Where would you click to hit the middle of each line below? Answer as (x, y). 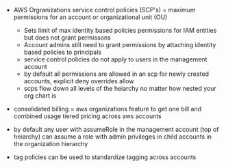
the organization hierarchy (51, 144)
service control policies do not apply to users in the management (115, 59)
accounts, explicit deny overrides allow (79, 81)
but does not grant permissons (67, 38)
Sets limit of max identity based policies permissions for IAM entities (120, 30)
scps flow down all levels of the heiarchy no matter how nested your (120, 88)
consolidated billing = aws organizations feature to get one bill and (108, 109)
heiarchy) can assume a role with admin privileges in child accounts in (113, 137)
